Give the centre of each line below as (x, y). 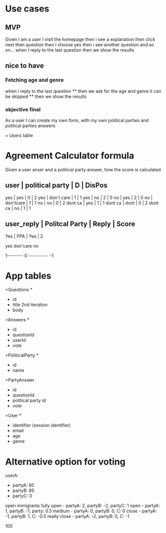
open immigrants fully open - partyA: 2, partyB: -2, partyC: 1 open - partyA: (82, 506)
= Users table (19, 135)
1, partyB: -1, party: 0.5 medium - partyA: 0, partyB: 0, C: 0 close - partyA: (81, 511)
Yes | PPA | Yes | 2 (24, 236)
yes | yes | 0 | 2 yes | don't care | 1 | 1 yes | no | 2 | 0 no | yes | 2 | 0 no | (79, 197)
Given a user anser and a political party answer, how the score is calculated (83, 169)
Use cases (27, 9)
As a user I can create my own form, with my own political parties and (77, 120)
